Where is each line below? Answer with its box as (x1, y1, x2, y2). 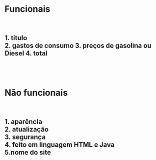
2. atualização (4, 125, 49, 133)
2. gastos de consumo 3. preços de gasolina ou (4, 42, 152, 50)
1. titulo (4, 34, 27, 42)
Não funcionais (4, 87, 68, 98)
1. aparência (4, 118, 43, 126)
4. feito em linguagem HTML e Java (4, 141, 115, 149)
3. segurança (4, 133, 46, 141)
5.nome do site (4, 148, 51, 157)
